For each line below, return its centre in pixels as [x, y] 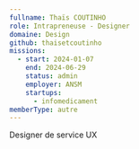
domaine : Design [39, 34]
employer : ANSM [54, 84]
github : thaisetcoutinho [56, 43]
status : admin [52, 76]
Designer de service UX [53, 135]
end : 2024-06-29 [56, 68]
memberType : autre [43, 110]
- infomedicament [65, 101]
